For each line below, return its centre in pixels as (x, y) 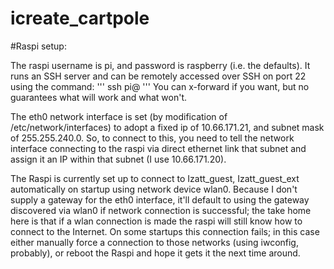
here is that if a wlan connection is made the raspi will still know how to (156, 221)
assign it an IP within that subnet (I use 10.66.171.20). (118, 159)
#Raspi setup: (38, 46)
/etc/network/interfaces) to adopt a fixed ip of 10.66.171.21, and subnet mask (167, 127)
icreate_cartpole (80, 18)
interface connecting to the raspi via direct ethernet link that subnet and (158, 148)
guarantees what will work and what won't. (99, 97)
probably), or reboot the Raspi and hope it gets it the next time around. (155, 253)
